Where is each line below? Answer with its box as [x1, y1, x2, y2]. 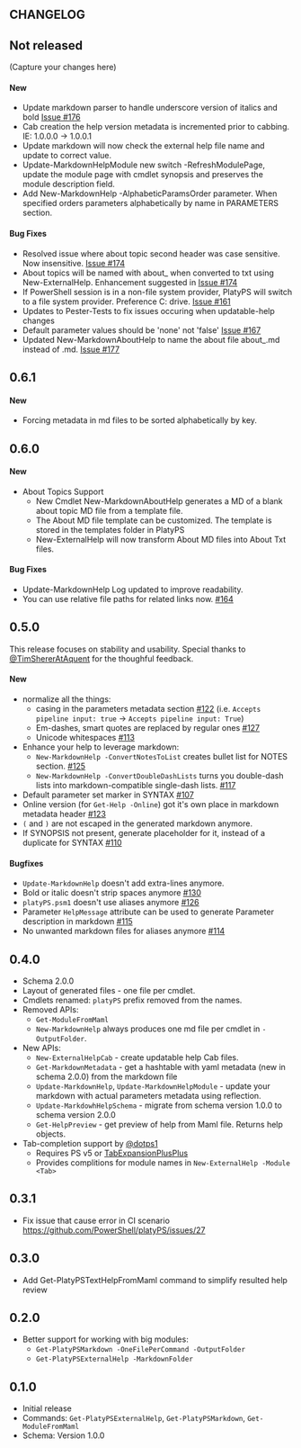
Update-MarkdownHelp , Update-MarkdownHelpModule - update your [35, 1081, 271, 1092]
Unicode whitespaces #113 [35, 733, 135, 743]
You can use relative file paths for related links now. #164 [22, 594, 234, 604]
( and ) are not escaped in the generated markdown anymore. [22, 818, 253, 829]
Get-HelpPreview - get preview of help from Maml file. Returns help [35, 1120, 283, 1130]
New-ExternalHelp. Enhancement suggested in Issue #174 [22, 276, 238, 287]
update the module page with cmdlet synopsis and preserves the [22, 169, 263, 180]
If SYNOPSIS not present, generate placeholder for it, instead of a [22, 828, 266, 839]
